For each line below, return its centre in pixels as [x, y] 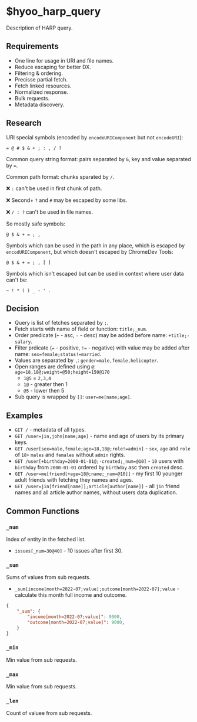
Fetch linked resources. [43, 86]
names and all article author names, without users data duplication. [96, 492]
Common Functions [43, 511]
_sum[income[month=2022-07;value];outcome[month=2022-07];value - [97, 589]
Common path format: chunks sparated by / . [60, 177]
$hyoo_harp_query [54, 12]
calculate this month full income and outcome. [71, 595]
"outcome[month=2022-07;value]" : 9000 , [76, 622]
